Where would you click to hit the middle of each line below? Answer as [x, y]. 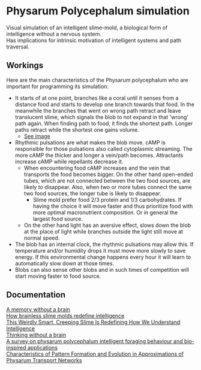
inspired [16, 347]
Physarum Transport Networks [44, 360]
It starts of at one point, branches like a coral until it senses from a [97, 98]
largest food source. [58, 219]
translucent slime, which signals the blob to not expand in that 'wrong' [102, 117]
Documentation [36, 295]
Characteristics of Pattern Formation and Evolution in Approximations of [95, 354]
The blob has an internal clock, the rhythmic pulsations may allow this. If [104, 244]
